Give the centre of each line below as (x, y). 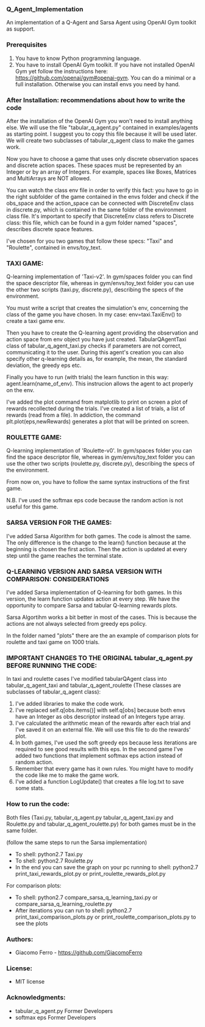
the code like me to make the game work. (67, 775)
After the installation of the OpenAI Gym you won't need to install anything (100, 120)
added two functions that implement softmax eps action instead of (99, 756)
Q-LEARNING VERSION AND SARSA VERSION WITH (84, 571)
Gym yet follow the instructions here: (61, 71)
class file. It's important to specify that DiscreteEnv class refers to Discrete (100, 216)
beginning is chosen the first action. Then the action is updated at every (97, 549)
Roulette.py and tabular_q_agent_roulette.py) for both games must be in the (101, 824)
